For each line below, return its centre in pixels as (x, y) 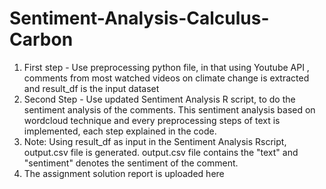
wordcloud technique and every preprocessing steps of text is (152, 120)
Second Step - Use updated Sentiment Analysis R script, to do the (159, 99)
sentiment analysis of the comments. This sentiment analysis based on (169, 109)
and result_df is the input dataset (91, 88)
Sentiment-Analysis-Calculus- (139, 18)
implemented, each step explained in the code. (120, 131)
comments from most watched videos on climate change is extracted (166, 78)
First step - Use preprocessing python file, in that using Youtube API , (166, 67)
